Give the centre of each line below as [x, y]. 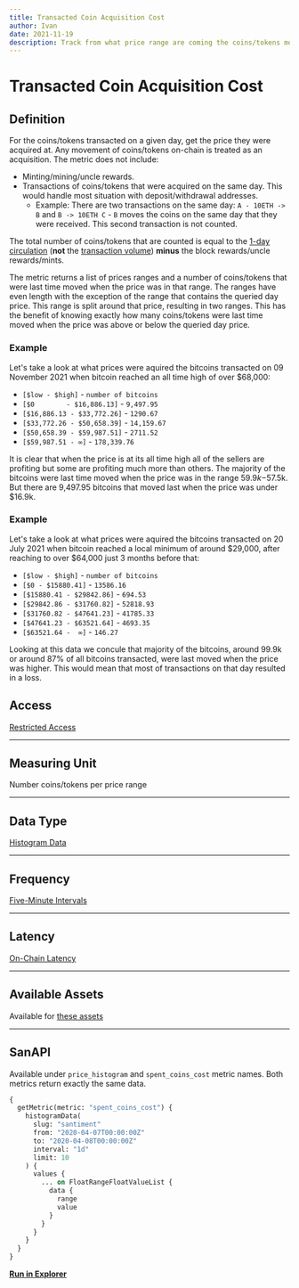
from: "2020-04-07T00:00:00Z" [89, 1133]
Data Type [38, 821]
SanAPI [30, 1052]
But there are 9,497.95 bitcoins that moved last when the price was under [144, 487]
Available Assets [57, 995]
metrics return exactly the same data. [78, 1083]
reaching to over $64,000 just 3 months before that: [105, 558]
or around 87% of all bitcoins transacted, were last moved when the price [144, 658]
